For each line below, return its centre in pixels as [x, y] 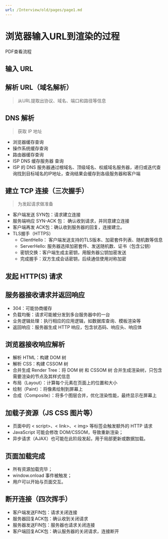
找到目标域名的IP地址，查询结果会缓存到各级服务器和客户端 [79, 173]
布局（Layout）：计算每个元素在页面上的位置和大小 [65, 383]
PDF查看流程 [18, 51]
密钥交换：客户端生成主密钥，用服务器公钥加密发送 [73, 252]
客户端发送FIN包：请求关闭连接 [45, 512]
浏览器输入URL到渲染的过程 [63, 36]
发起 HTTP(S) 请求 [34, 276]
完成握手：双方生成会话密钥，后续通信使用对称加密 [73, 259]
